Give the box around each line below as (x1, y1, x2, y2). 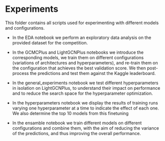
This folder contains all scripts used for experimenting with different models (5, 20, 159, 26)
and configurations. (5, 25, 45, 31)
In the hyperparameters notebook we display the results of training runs (12, 100, 159, 106)
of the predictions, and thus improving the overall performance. (12, 130, 141, 136)
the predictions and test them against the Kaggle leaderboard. (30, 70, 156, 76)
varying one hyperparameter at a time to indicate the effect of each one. (12, 105, 159, 111)
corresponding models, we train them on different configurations (12, 54, 144, 60)
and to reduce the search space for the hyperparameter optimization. (12, 90, 153, 96)
